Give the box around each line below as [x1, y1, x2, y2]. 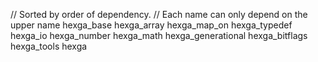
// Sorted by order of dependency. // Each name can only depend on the [10, 9, 308, 20]
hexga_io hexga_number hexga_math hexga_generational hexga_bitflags [10, 30, 308, 41]
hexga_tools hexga [10, 40, 88, 52]
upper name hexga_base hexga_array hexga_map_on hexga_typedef [10, 19, 293, 31]
